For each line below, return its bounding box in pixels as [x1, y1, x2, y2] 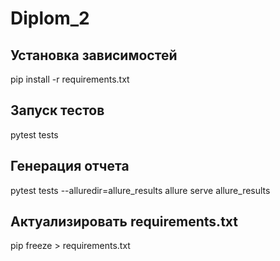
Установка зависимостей [10, 47, 178, 64]
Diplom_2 [10, 7, 90, 30]
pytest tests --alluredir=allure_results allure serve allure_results [10, 184, 271, 196]
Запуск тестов [10, 102, 105, 119]
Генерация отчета [10, 158, 130, 175]
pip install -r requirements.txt [10, 73, 130, 85]
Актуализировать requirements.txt [10, 213, 238, 231]
